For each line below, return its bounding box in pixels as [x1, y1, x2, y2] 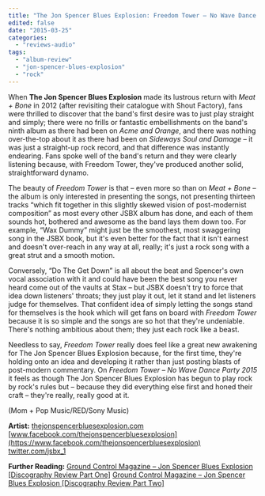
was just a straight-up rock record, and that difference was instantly [8, 142, 229, 152]
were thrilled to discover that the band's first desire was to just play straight [8, 108, 255, 119]
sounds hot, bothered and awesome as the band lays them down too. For [8, 217, 247, 226]
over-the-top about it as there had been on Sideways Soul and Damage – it [8, 134, 253, 143]
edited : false [8, 19, 55, 27]
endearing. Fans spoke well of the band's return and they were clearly [8, 151, 237, 161]
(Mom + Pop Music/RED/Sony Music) [8, 405, 129, 415]
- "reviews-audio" [15, 41, 77, 49]
